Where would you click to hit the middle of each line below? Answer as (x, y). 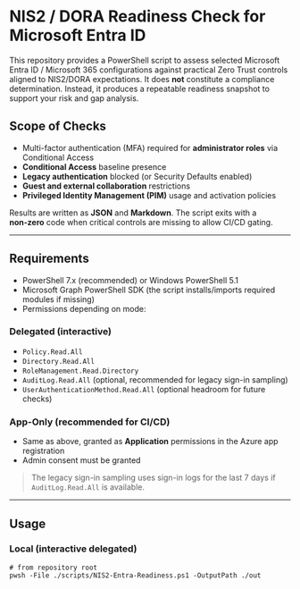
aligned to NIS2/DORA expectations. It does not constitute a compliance (142, 79)
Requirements (49, 259)
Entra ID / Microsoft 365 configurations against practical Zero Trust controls (149, 70)
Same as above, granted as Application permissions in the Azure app (150, 442)
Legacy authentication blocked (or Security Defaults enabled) (137, 176)
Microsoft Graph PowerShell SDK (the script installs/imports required (149, 290)
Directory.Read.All (58, 361)
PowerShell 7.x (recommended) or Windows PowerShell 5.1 (130, 280)
